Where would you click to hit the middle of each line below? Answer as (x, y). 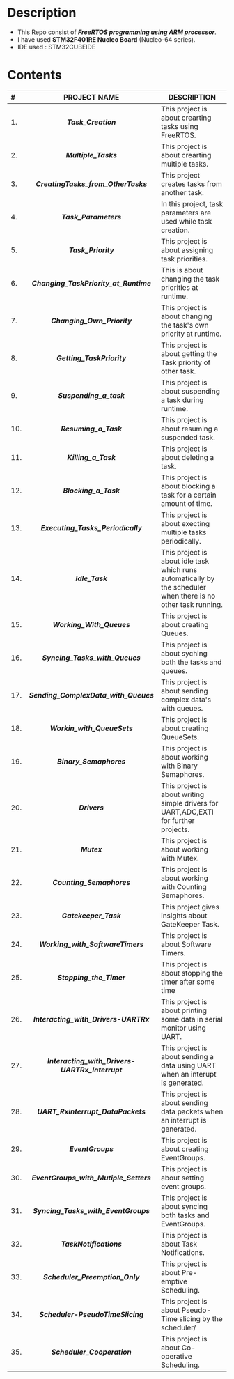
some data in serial (192, 1019)
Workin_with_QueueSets (92, 728)
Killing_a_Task (92, 457)
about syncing (184, 1206)
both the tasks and (192, 662)
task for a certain (189, 495)
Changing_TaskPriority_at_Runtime (92, 283)
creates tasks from (192, 184)
